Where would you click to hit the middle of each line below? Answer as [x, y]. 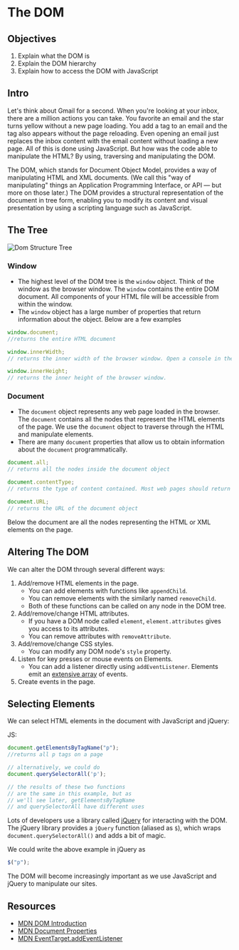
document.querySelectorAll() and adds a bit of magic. [87, 836]
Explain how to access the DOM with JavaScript [88, 71]
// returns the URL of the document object [73, 508]
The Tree [28, 230]
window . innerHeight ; [38, 372]
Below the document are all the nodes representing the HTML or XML [109, 522]
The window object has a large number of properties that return [109, 312]
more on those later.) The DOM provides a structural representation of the [116, 193]
